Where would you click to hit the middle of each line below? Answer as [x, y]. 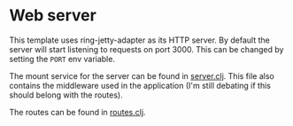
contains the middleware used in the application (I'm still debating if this [140, 85]
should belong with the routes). [66, 95]
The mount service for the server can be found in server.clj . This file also [142, 75]
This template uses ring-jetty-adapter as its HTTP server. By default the [139, 40]
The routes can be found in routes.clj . [77, 112]
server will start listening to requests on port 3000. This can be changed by [146, 49]
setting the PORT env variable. [62, 59]
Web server [53, 16]
